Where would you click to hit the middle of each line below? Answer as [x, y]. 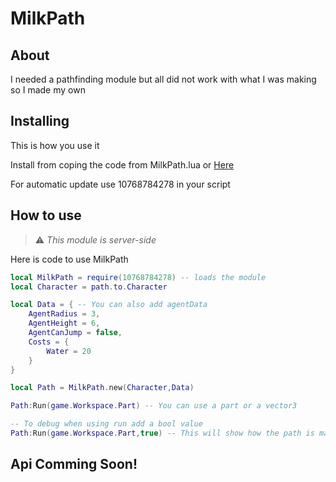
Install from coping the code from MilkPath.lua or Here [122, 164]
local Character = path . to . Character [89, 287]
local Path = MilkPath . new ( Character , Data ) [102, 388]
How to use [46, 215]
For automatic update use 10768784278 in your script [120, 184]
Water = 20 [69, 351]
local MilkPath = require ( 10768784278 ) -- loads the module [138, 277]
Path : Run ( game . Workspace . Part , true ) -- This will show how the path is [162, 433]
